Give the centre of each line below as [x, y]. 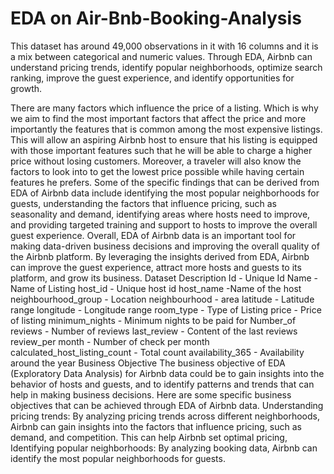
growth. [26, 88]
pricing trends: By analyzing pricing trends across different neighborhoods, [165, 416]
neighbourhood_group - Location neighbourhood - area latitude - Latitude [162, 299]
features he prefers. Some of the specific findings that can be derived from [165, 182]
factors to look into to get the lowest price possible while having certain [157, 171]
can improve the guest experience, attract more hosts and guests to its [156, 267]
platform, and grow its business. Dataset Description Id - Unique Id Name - [164, 278]
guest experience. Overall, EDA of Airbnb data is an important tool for [153, 235]
